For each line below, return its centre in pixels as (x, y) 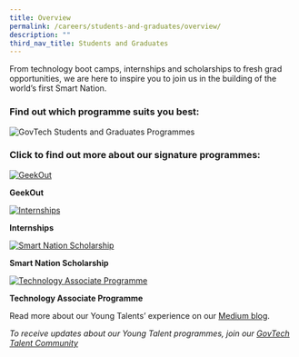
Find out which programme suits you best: (105, 112)
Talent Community (44, 342)
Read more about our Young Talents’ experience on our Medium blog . (140, 315)
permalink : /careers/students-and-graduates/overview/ (115, 26)
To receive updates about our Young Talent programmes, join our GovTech (150, 333)
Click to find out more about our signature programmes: (135, 155)
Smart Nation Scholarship (59, 263)
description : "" (40, 35)
